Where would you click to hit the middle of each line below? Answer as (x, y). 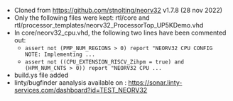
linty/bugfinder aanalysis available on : (70, 83)
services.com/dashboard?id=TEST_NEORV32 (81, 90)
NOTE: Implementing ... (60, 54)
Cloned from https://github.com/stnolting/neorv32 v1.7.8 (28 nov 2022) (118, 10)
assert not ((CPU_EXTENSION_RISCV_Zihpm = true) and (104, 62)
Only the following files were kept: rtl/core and (82, 18)
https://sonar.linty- (155, 83)
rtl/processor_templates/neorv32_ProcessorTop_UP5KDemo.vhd (109, 25)
